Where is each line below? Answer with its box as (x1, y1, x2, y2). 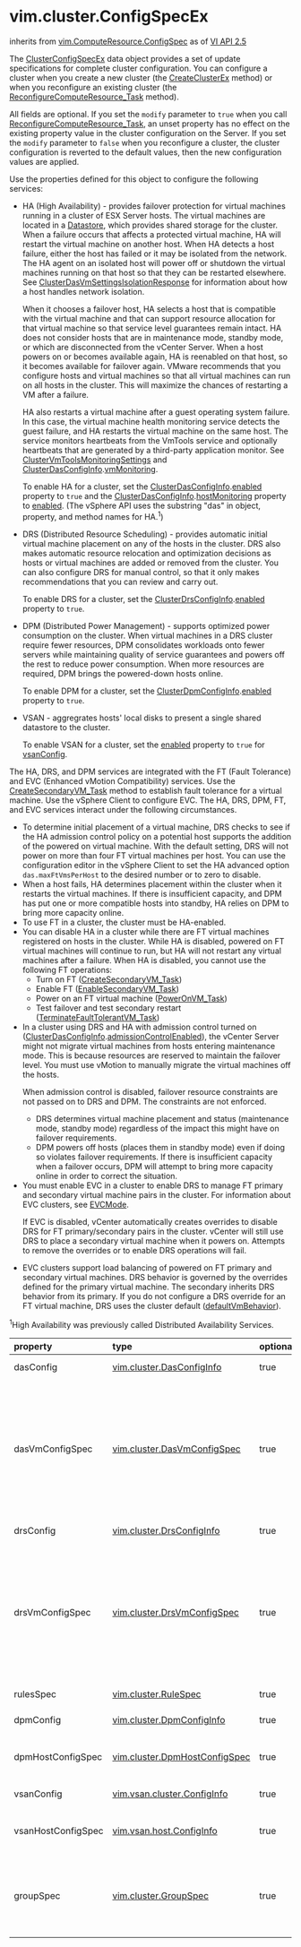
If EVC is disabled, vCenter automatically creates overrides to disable (21, 1216, 278, 1227)
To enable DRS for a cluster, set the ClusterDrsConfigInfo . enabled (21, 593, 266, 604)
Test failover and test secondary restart (35, 1002, 182, 1013)
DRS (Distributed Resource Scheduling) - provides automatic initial (21, 529, 268, 539)
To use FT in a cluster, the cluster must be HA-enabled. (21, 917, 227, 927)
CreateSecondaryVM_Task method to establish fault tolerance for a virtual (9, 785, 282, 796)
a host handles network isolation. (21, 286, 145, 297)
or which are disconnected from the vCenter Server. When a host (21, 341, 264, 352)
